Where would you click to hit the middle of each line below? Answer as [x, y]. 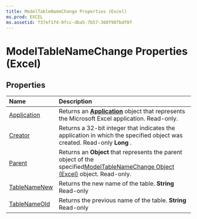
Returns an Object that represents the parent [120, 152]
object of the [76, 159]
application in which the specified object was [120, 135]
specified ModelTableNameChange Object [116, 167]
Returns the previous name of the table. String [122, 200]
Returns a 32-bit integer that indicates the [117, 128]
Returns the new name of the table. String [116, 183]
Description [75, 102]
